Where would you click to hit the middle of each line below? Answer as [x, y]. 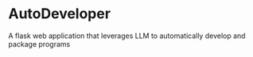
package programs [39, 44]
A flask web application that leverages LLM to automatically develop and [127, 36]
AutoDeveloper [60, 14]
